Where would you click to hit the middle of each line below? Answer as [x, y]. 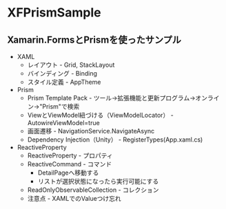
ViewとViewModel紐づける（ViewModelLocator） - [100, 115]
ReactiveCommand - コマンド [70, 164]
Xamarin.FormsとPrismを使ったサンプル [94, 40]
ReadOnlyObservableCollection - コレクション [93, 190]
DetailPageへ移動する [68, 173]
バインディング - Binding [62, 73]
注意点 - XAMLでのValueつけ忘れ [74, 198]
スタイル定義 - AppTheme [64, 82]
